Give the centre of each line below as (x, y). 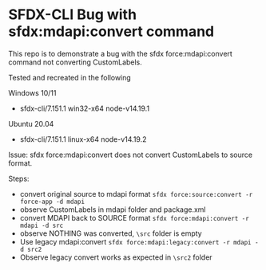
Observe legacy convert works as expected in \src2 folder (116, 257)
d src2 (31, 249)
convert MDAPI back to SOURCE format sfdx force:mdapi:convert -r (134, 217)
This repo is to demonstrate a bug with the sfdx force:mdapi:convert (121, 53)
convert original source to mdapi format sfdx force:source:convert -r (136, 194)
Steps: (19, 178)
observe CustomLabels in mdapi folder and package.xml (113, 209)
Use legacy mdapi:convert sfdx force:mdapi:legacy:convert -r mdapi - (139, 241)
